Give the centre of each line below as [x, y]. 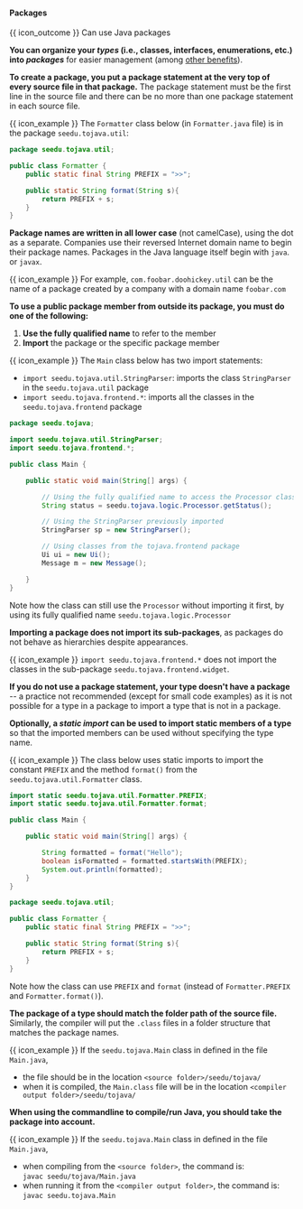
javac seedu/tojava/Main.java [79, 1176]
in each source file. [45, 106]
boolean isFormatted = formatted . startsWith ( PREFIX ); [145, 861]
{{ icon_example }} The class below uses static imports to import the [137, 759]
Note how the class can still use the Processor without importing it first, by [147, 605]
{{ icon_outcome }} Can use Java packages [90, 33]
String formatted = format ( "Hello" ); [112, 853]
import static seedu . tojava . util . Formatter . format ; [108, 804]
